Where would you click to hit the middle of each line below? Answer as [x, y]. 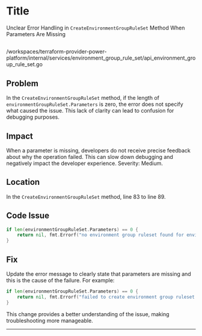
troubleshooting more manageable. [50, 320]
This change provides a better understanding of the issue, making [88, 314]
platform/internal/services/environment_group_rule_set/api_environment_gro [101, 58]
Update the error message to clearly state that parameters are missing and [99, 274]
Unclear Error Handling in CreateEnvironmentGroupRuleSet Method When [96, 28]
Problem [23, 83]
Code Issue [28, 216]
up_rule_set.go [25, 64]
